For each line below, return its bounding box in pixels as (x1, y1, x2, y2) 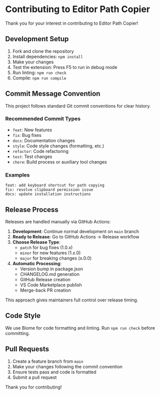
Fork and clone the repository (12, 48, 74, 54)
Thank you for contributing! (5, 384, 62, 390)
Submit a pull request (12, 374, 57, 380)
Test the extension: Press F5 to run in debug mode (12, 64, 117, 70)
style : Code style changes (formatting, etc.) (12, 142, 105, 149)
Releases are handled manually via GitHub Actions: (5, 218, 111, 224)
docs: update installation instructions (5, 192, 92, 197)
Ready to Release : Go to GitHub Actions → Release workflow (12, 233, 139, 240)
